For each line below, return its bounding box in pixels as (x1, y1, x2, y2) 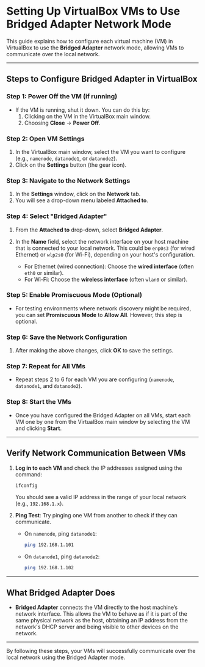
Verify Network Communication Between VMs (6, 448, 186, 459)
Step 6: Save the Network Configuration (6, 333, 128, 341)
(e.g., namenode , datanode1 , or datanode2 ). (15, 155, 118, 162)
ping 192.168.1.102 (24, 565, 74, 571)
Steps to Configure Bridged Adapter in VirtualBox (6, 74, 198, 84)
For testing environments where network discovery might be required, (15, 304, 191, 312)
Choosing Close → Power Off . (24, 119, 101, 126)
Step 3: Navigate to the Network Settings (6, 176, 131, 184)
